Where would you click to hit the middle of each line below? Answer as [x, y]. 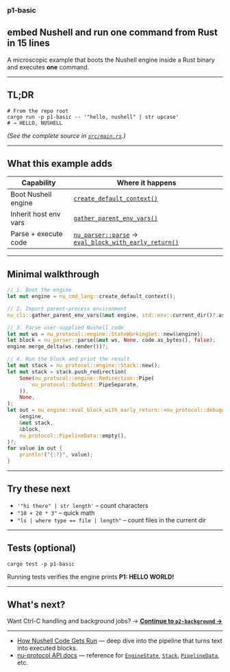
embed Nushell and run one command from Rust [112, 33]
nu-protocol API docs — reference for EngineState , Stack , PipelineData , [118, 656]
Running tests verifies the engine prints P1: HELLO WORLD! [91, 577]
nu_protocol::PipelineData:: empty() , [73, 436]
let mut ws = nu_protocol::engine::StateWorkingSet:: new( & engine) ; [105, 334]
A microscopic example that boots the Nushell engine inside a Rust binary [111, 60]
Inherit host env [36, 214]
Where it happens [146, 183]
